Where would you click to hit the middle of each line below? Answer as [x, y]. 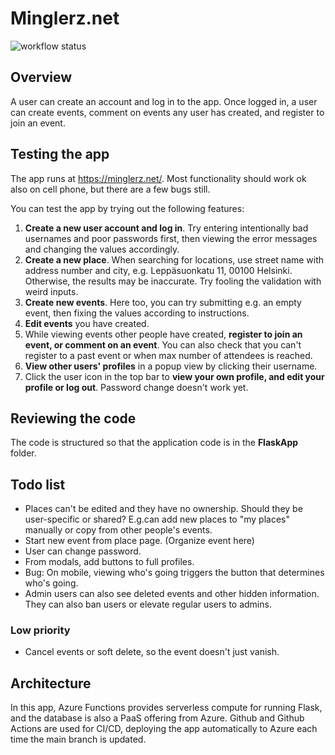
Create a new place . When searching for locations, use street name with [174, 259]
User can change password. [83, 551]
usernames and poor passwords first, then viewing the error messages [171, 238]
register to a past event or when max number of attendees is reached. [168, 355]
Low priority [40, 630]
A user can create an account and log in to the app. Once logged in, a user [164, 101]
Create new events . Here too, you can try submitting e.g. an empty [163, 302]
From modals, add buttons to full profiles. [109, 562]
